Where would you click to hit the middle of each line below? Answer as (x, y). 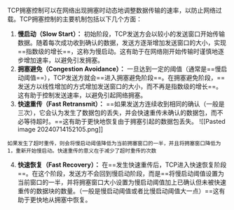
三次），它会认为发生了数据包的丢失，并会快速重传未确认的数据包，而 (117, 113)
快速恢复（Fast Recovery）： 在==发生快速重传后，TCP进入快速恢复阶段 (122, 164)
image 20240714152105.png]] (60, 129)
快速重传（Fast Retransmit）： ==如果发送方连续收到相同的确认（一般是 (121, 104)
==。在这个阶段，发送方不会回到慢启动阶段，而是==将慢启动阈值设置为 (121, 173)
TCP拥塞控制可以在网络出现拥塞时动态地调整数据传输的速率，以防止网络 (111, 10)
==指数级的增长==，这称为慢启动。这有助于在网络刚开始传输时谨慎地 (118, 51)
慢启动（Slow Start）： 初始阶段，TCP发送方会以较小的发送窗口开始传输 (121, 34)
